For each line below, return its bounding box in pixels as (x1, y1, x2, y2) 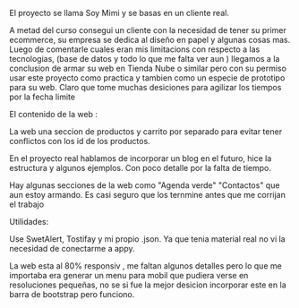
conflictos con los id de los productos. (9, 136, 150, 146)
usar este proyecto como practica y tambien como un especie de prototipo (9, 73, 286, 83)
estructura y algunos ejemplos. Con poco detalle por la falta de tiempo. (9, 163, 271, 173)
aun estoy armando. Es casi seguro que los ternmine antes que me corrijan (9, 190, 286, 200)
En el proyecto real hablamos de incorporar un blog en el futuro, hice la (9, 153, 272, 164)
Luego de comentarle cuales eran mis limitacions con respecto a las (9, 44, 261, 55)
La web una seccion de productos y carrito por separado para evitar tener (9, 126, 283, 137)
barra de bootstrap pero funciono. (9, 289, 135, 299)
